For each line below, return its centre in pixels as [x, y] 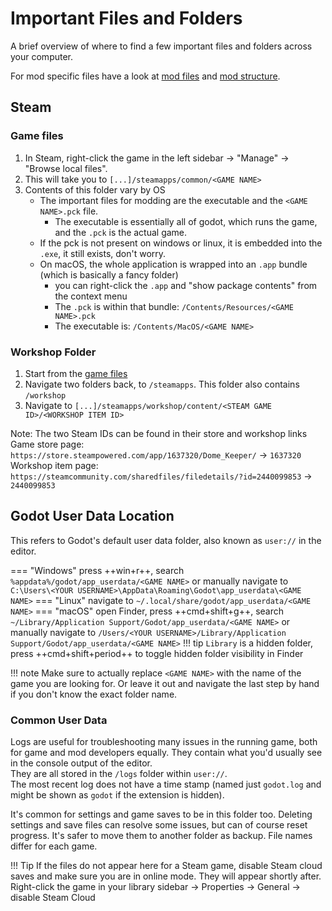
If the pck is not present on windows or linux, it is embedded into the [181, 243]
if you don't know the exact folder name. [94, 694]
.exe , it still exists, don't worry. [103, 253]
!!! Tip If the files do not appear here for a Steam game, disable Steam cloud [166, 866]
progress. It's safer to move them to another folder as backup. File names [161, 836]
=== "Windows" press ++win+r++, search [97, 570]
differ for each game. [54, 846]
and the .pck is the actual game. [121, 232]
